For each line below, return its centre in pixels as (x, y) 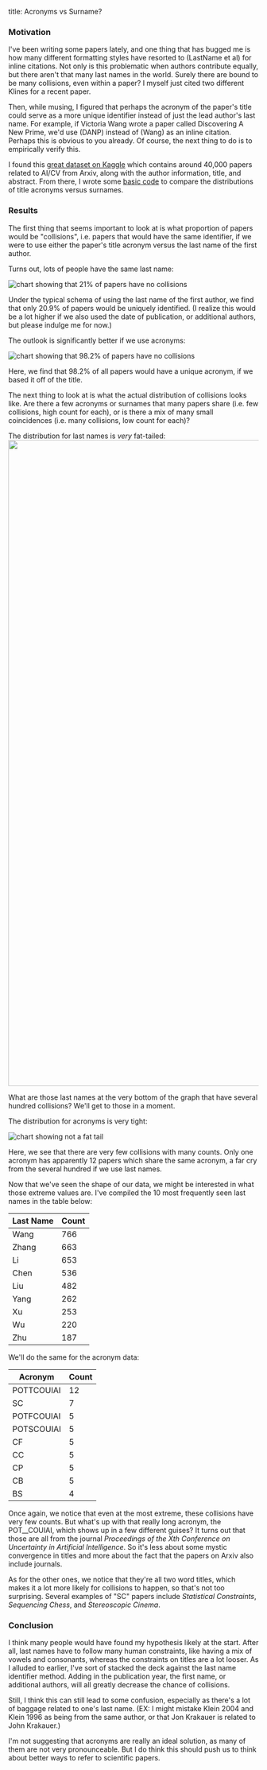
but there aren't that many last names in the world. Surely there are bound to (133, 75)
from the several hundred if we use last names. (85, 1169)
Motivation (30, 32)
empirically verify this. (44, 149)
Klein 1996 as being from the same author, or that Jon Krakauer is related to (132, 1717)
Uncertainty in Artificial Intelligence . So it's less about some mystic (118, 1547)
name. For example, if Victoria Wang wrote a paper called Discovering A (126, 124)
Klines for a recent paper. (50, 91)
